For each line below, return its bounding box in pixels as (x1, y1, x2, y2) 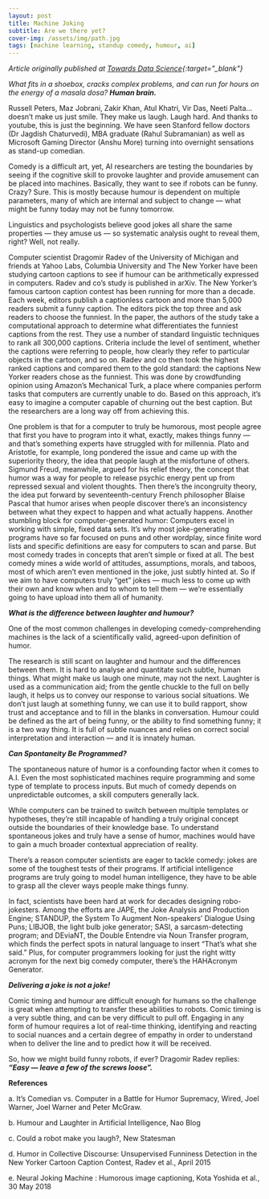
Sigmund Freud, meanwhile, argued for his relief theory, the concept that (8, 464, 249, 474)
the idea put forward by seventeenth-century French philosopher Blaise (8, 490, 246, 500)
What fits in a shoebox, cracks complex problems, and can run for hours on (8, 80, 259, 89)
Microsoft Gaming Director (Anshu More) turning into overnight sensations (8, 137, 255, 147)
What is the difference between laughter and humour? (8, 608, 194, 618)
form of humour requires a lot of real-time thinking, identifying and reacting (8, 1021, 257, 1031)
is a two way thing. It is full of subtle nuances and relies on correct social (8, 725, 249, 735)
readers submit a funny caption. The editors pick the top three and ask (8, 304, 243, 313)
